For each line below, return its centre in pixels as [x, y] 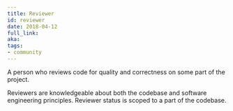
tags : [15, 46]
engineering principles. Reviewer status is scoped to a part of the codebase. [117, 100]
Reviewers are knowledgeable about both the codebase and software [107, 93]
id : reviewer [26, 20]
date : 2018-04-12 [32, 26]
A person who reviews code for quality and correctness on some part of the [116, 72]
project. [18, 79]
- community [24, 53]
